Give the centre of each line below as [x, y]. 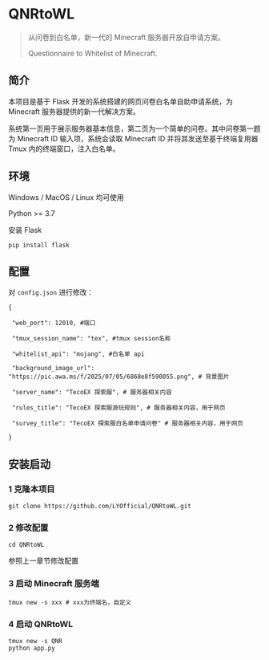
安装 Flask [25, 230]
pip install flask [39, 245]
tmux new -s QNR [35, 641]
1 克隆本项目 [32, 489]
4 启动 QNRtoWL [41, 624]
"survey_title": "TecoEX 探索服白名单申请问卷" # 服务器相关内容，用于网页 [128, 424]
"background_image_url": [53, 369]
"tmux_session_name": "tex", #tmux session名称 [91, 339]
